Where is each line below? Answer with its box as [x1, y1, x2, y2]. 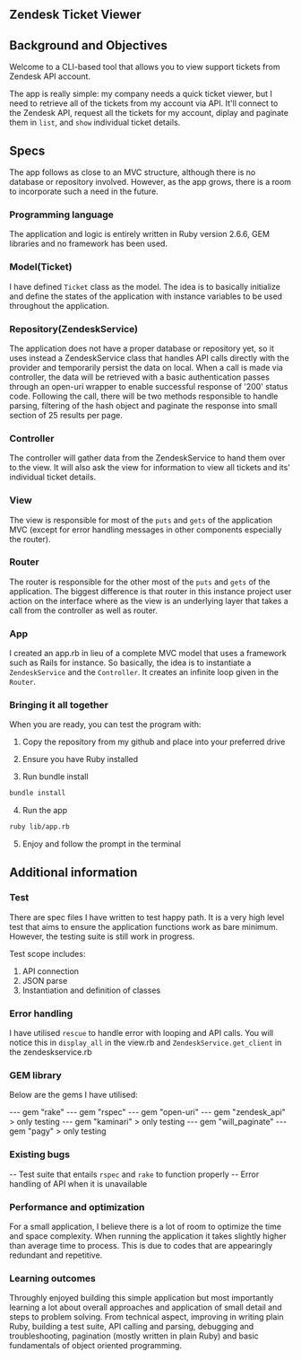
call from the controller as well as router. [9, 605, 159, 616]
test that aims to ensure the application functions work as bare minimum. [9, 921, 279, 932]
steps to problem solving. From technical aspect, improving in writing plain [9, 1312, 284, 1322]
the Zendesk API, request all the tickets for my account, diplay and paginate [9, 108, 289, 118]
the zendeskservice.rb [9, 1047, 92, 1057]
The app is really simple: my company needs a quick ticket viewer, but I [9, 89, 273, 100]
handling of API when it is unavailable [9, 1178, 148, 1189]
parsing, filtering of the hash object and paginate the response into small [9, 399, 278, 411]
